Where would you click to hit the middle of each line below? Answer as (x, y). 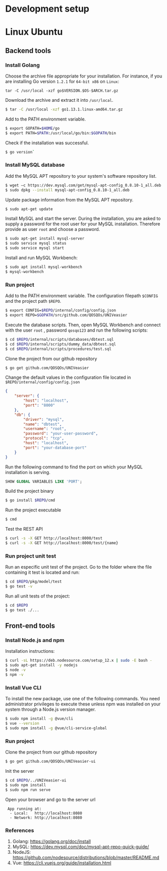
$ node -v (16, 670)
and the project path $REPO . (33, 301)
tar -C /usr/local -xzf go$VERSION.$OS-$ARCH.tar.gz (62, 91)
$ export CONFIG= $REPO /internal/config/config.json (61, 310)
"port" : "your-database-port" (55, 448)
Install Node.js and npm (35, 640)
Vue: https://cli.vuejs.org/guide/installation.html (62, 863)
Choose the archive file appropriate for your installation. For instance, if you (84, 76)
